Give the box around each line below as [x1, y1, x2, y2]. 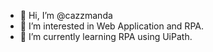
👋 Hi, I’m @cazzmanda [19, 10, 113, 21]
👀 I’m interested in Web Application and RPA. [19, 20, 204, 32]
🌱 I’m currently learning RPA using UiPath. [19, 31, 193, 42]
